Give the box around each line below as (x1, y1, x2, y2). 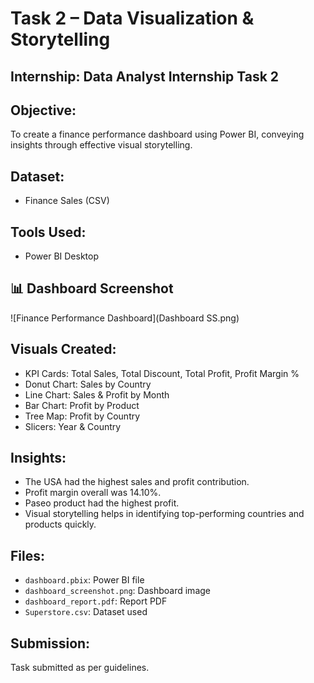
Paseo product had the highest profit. (24, 497, 180, 509)
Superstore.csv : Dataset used (24, 606, 148, 618)
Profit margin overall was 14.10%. (24, 487, 162, 499)
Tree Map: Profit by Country (24, 410, 141, 422)
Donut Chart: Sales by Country (24, 378, 152, 390)
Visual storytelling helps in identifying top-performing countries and (24, 508, 305, 520)
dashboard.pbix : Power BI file (24, 574, 145, 586)
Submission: (10, 635, 91, 652)
